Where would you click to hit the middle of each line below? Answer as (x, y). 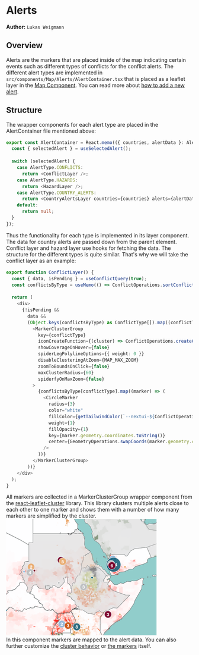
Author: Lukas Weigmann (35, 27)
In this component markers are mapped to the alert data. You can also (91, 640)
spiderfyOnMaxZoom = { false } (71, 379)
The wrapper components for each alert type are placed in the (82, 124)
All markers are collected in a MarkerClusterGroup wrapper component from (99, 497)
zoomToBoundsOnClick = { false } (74, 366)
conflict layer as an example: (41, 261)
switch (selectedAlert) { (44, 161)
